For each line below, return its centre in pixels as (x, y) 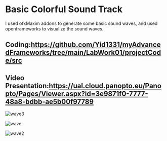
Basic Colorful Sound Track (64, 9)
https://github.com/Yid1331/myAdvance (96, 45)
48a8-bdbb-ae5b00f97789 (50, 102)
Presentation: (27, 85)
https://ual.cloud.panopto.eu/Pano (105, 85)
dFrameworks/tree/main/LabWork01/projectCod (83, 52)
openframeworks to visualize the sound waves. (54, 28)
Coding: (18, 45)
